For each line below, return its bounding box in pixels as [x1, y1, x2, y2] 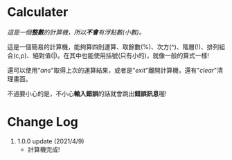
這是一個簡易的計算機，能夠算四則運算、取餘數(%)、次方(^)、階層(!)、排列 [7, 42, 220, 51]
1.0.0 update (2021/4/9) [17, 136, 84, 145]
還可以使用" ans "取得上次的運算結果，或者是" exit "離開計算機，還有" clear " [7, 66, 217, 74]
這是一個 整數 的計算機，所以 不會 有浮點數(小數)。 [7, 28, 145, 36]
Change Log [7, 114, 78, 130]
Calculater [7, 4, 69, 20]
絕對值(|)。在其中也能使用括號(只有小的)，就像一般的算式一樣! [32, 51, 209, 60]
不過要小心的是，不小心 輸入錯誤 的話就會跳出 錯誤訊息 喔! [7, 89, 168, 98]
